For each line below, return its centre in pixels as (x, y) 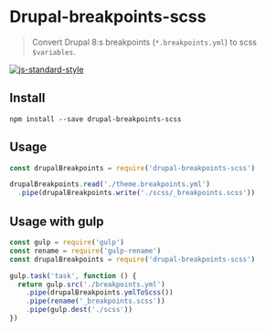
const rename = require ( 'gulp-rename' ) (85, 251)
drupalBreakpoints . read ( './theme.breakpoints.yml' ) (110, 184)
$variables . (53, 51)
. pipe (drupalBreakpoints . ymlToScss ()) (100, 293)
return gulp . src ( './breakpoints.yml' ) (92, 284)
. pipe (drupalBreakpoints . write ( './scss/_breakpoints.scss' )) (137, 193)
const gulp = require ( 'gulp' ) (67, 243)
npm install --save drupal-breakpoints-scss (96, 119)
